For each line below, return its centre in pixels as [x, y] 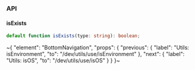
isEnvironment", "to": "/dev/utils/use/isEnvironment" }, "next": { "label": [95, 54]
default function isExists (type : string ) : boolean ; [73, 36]
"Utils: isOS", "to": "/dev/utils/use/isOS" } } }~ [63, 60]
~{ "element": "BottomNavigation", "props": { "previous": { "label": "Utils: [98, 47]
